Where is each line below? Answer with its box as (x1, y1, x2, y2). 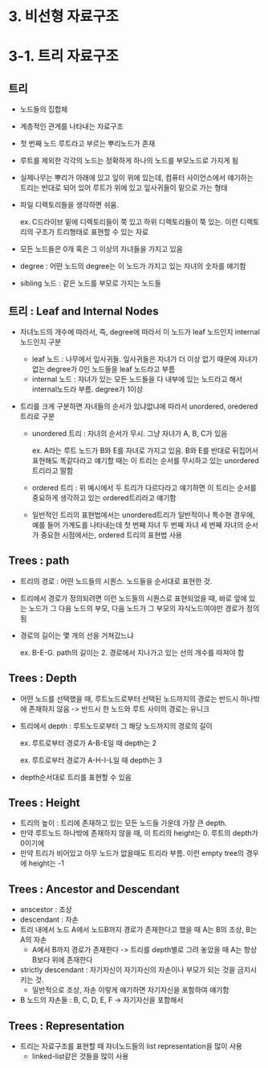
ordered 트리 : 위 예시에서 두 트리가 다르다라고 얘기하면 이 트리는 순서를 (31, 483, 257, 492)
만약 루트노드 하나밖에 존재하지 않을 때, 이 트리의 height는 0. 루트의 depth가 (19, 828, 258, 838)
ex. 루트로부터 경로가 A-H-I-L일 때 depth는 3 (19, 755, 163, 765)
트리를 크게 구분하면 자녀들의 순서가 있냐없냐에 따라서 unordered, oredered (19, 401, 258, 411)
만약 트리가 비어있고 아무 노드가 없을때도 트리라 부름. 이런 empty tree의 (19, 848, 245, 858)
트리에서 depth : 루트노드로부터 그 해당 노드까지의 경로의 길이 (19, 721, 213, 730)
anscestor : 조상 (19, 905, 72, 914)
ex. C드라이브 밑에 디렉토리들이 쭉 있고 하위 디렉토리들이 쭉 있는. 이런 (19, 217, 238, 227)
